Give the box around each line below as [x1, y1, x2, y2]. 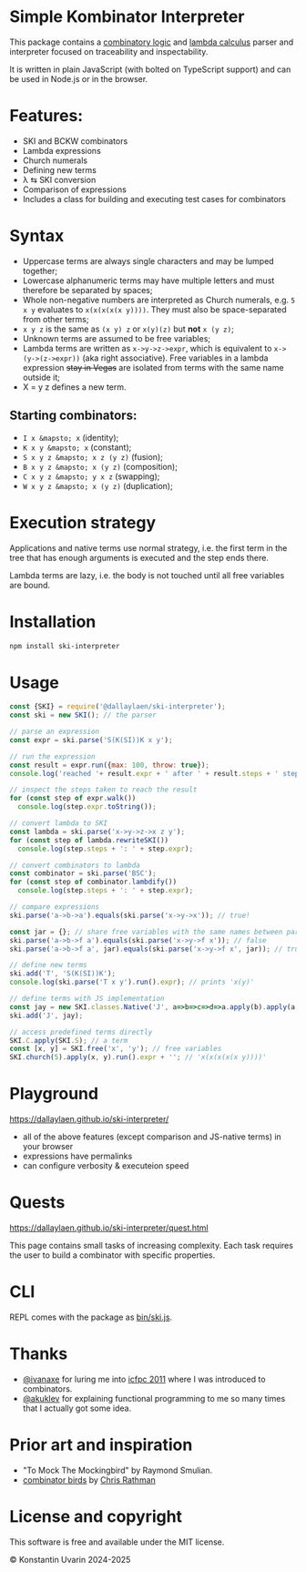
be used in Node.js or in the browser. [9, 73, 148, 84]
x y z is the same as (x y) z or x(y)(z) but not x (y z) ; [22, 323, 234, 334]
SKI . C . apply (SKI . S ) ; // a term [9, 1036, 128, 1045]
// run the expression [9, 751, 96, 761]
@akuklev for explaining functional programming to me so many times [22, 1393, 286, 1404]
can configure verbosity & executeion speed [22, 1160, 189, 1171]
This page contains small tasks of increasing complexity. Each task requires [9, 1240, 294, 1251]
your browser [22, 1141, 74, 1152]
